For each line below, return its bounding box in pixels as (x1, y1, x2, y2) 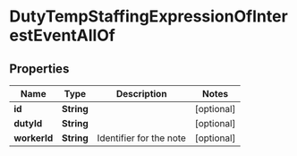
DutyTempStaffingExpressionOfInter (9, 6, 288, 27)
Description (115, 88, 167, 100)
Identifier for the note (97, 132, 186, 144)
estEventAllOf (9, 25, 116, 46)
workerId (13, 132, 54, 144)
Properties (9, 61, 70, 76)
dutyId (13, 117, 43, 129)
